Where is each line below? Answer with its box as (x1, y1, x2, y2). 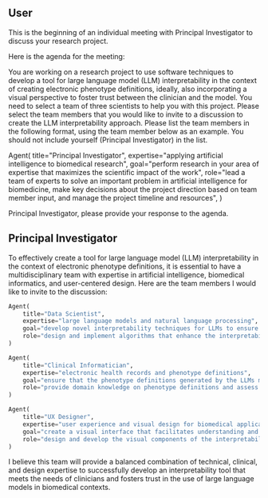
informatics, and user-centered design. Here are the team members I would (8, 278, 257, 288)
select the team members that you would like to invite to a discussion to (8, 110, 243, 119)
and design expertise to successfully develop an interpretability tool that (8, 465, 246, 475)
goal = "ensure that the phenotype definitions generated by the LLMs (22, 376, 255, 384)
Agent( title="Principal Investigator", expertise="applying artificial (8, 150, 223, 160)
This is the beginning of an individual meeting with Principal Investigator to (8, 27, 254, 37)
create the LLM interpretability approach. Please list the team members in (8, 118, 250, 127)
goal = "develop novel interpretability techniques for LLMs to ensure (22, 325, 259, 333)
